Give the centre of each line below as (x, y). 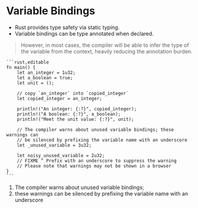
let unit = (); (36, 83)
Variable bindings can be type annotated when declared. (84, 33)
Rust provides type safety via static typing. (67, 27)
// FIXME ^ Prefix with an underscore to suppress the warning (97, 161)
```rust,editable (28, 62)
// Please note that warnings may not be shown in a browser (94, 166)
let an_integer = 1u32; (46, 72)
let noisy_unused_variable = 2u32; (61, 155)
